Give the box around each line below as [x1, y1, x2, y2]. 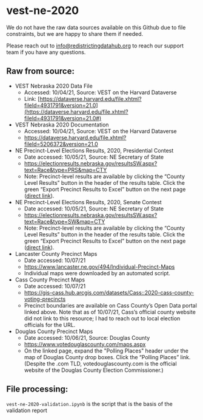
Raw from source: [6, 66, 75, 77]
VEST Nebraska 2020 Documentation [15, 121, 109, 128]
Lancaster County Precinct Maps [15, 250, 98, 257]
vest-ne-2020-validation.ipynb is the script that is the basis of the [6, 400, 173, 407]
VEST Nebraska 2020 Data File [15, 82, 93, 89]
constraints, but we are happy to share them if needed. [6, 30, 144, 37]
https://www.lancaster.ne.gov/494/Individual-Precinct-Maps [24, 263, 175, 270]
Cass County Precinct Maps [15, 276, 85, 283]
